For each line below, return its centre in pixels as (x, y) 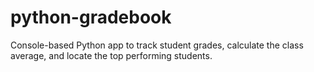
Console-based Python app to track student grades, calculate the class (157, 45)
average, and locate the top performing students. (111, 55)
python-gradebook (91, 17)
